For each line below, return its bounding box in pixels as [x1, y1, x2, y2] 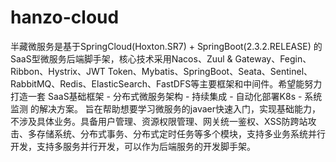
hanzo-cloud [10, 6, 120, 29]
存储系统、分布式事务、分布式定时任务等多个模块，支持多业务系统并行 [36, 127, 326, 140]
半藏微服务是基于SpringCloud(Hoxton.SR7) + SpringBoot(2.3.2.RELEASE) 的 [10, 40, 323, 52]
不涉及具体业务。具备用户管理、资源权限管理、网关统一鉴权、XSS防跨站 [10, 115, 308, 127]
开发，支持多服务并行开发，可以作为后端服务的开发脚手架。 [10, 140, 256, 152]
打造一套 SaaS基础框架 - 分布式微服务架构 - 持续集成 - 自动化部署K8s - [10, 90, 303, 102]
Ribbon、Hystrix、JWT [10, 65, 106, 77]
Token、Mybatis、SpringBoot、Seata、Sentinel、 [107, 65, 313, 77]
